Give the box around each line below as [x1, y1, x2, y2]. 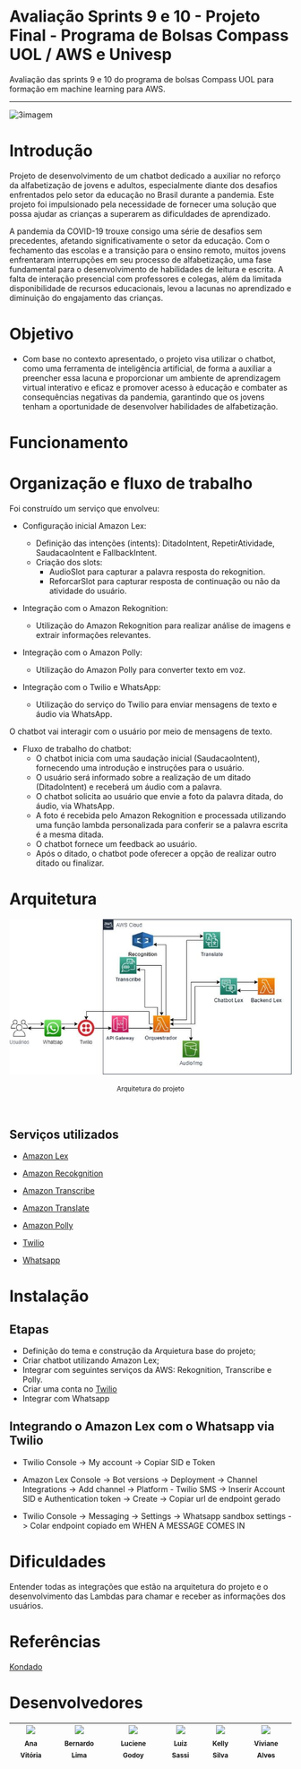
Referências [9, 1631, 101, 1652]
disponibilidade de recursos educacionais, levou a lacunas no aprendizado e [9, 282, 292, 293]
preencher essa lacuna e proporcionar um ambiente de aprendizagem [21, 372, 280, 383]
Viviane [254, 1739, 279, 1748]
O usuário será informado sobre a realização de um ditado [35, 772, 251, 782]
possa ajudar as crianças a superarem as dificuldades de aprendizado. [9, 208, 271, 219]
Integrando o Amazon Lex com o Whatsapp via [9, 1419, 275, 1435]
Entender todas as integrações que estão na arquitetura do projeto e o [9, 1581, 269, 1592]
